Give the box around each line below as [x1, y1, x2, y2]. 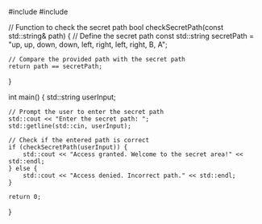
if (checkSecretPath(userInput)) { [8, 143, 128, 151]
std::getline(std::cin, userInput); [8, 122, 131, 130]
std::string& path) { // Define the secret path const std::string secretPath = [8, 32, 255, 40]
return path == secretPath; [8, 62, 103, 70]
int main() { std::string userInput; [8, 92, 117, 102]
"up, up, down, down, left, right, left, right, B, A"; [8, 40, 168, 49]
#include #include [8, 7, 69, 16]
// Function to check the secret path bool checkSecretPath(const [8, 23, 224, 32]
